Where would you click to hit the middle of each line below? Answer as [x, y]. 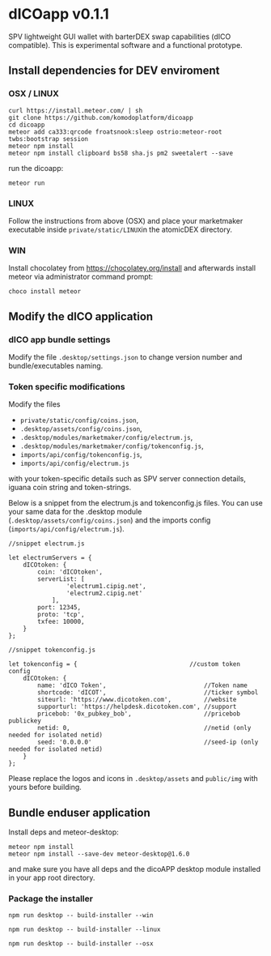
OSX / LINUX [34, 94]
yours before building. [45, 787]
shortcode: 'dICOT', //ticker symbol [148, 693]
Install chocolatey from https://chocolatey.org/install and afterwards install [132, 268]
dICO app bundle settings [59, 339]
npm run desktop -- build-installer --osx [81, 944]
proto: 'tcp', [61, 615]
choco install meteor [45, 292]
